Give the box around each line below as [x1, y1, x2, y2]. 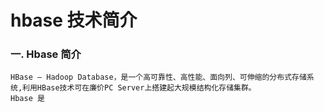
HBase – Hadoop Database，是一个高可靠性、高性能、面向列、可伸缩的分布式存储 [10, 72, 307, 83]
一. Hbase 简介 [10, 47, 82, 61]
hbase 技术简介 [10, 9, 138, 32]
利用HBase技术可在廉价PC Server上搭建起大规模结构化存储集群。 [22, 83, 257, 93]
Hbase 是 [10, 94, 45, 104]
